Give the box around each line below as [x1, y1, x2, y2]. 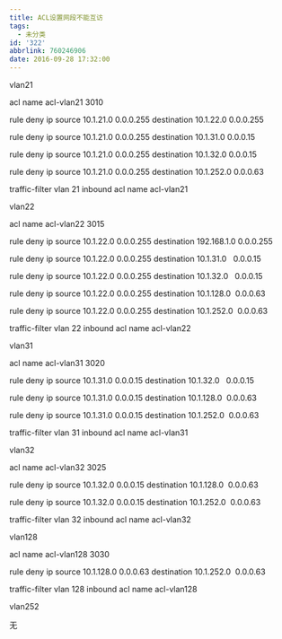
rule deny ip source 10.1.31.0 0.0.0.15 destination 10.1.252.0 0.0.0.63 [9, 410, 260, 420]
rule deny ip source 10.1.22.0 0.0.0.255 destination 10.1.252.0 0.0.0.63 [9, 306, 268, 316]
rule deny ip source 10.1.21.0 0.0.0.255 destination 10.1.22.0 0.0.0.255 [9, 114, 265, 125]
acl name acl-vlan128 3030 [9, 549, 110, 559]
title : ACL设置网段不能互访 [9, 13, 103, 22]
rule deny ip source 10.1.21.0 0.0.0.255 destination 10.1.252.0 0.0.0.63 [9, 167, 265, 177]
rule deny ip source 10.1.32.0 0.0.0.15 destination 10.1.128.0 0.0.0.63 [9, 479, 259, 490]
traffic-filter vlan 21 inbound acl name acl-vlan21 [9, 184, 189, 194]
